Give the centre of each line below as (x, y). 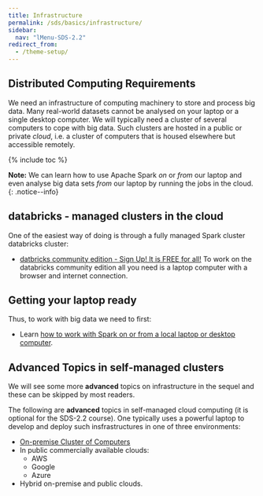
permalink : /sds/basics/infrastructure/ (76, 23)
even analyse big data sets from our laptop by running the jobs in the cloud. (131, 183)
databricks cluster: (39, 244)
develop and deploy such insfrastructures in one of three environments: (124, 427)
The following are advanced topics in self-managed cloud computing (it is (128, 410)
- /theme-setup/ (42, 52)
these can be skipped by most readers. (72, 395)
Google (43, 467)
